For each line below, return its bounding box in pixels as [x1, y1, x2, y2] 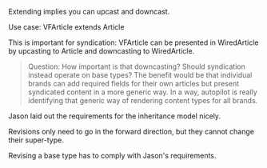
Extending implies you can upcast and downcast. [8, 7, 170, 16]
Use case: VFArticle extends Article [8, 22, 125, 31]
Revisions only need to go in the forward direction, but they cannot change [8, 127, 254, 136]
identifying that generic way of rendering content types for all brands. [27, 96, 258, 105]
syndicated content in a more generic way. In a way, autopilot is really [27, 87, 257, 97]
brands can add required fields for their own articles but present [27, 79, 240, 88]
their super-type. [8, 135, 64, 145]
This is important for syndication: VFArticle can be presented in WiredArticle [8, 38, 259, 47]
